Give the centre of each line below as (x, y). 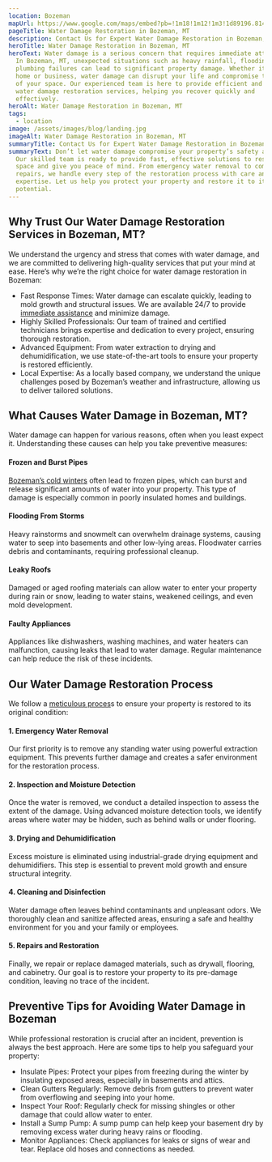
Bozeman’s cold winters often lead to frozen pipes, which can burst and (128, 480)
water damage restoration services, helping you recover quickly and (135, 91)
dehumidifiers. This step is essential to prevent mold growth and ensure (128, 865)
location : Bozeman (39, 16)
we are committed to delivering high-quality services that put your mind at (132, 262)
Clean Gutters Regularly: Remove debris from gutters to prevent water (137, 1088)
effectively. (38, 99)
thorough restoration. (55, 338)
